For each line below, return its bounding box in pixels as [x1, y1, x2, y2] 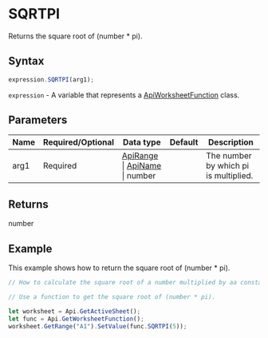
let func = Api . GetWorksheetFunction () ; [8, 315, 145, 323]
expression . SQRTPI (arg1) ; [8, 75, 94, 84]
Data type [122, 137, 161, 148]
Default [169, 137, 199, 148]
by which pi [206, 161, 250, 172]
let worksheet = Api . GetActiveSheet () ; [8, 307, 141, 316]
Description [208, 137, 254, 148]
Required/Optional [42, 137, 114, 148]
